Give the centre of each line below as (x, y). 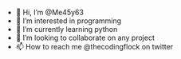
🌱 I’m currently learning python (67, 29)
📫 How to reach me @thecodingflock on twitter (94, 47)
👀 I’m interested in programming (69, 21)
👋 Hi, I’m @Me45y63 (49, 12)
